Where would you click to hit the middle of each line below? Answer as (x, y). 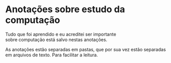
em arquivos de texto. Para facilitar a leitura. (52, 55)
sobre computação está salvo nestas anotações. (56, 40)
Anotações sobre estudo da (65, 9)
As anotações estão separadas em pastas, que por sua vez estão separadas (86, 49)
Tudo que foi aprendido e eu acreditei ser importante (61, 34)
